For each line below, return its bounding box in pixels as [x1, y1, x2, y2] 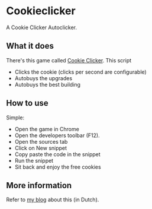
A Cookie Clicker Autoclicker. [6, 24, 77, 31]
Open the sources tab [14, 138, 68, 145]
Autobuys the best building [14, 81, 81, 88]
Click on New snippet [14, 144, 67, 151]
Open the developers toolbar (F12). [14, 132, 100, 139]
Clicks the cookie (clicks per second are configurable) [14, 68, 147, 75]
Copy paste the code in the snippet [14, 150, 101, 158]
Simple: [6, 114, 25, 121]
